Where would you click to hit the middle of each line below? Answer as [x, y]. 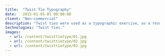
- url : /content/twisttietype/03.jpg [48, 46]
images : [13, 32]
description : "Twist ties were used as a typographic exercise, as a [78, 23]
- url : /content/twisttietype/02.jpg [48, 41]
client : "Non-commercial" [31, 19]
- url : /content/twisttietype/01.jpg [48, 37]
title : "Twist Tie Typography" [38, 9]
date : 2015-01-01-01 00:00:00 [38, 14]
